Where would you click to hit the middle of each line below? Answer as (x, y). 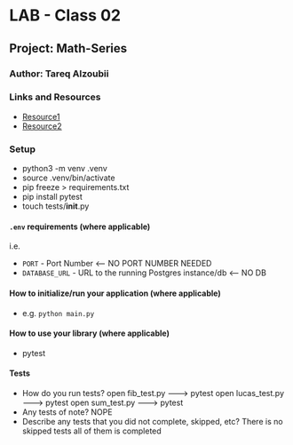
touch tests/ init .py (55, 206)
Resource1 (41, 116)
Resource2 (42, 126)
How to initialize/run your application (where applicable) (115, 293)
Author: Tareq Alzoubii (59, 74)
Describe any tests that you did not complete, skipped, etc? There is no (152, 421)
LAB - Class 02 (65, 16)
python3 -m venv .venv (65, 169)
